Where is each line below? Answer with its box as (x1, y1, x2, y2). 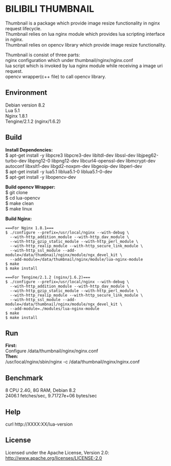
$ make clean (5, 200, 34, 206)
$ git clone (5, 189, 28, 195)
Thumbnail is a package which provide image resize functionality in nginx (5, 20, 160, 26)
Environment (5, 88, 48, 97)
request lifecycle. (5, 25, 42, 31)
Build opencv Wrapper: (5, 184, 55, 190)
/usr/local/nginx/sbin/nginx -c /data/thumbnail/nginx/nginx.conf (5, 359, 140, 365)
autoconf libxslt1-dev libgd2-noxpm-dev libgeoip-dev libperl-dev (5, 163, 142, 169)
